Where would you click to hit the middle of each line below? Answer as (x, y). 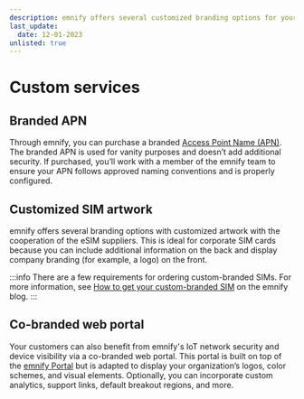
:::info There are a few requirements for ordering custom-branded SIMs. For (151, 277)
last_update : (34, 26)
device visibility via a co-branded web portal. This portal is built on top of (146, 356)
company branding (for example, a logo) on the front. (109, 260)
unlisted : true (38, 43)
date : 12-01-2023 (50, 34)
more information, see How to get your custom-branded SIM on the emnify (149, 287)
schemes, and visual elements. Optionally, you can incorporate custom (141, 375)
